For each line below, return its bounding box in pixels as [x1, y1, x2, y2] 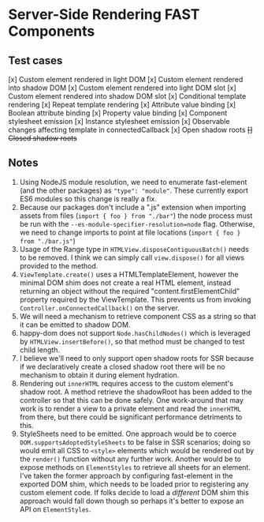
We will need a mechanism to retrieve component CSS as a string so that [19, 311, 256, 321]
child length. [19, 345, 61, 355]
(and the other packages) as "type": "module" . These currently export [19, 186, 248, 195]
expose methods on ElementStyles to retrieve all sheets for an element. [19, 462, 251, 471]
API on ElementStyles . [19, 504, 91, 514]
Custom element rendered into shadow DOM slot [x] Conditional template [8, 92, 247, 100]
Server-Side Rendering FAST [8, 6, 200, 24]
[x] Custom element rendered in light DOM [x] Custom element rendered [8, 75, 244, 84]
